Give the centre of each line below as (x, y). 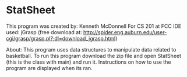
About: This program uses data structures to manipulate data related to (91, 49)
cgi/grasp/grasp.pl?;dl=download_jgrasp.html (61, 38)
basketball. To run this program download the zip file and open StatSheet (94, 56)
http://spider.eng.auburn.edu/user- (125, 32)
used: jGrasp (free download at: (44, 32)
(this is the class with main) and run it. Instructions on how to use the (89, 62)
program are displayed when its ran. (49, 68)
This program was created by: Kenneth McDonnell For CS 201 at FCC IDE (94, 26)
